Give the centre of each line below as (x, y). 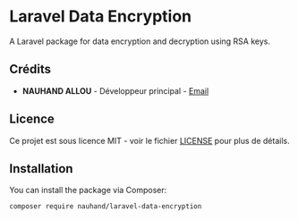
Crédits (30, 69)
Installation (41, 169)
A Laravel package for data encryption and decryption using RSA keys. (140, 41)
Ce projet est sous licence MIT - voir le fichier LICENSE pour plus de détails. (149, 140)
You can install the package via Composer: (88, 190)
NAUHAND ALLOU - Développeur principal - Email (115, 90)
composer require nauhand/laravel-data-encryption (106, 207)
